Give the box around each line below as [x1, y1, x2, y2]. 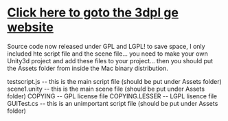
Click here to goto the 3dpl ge [7, 5, 179, 21]
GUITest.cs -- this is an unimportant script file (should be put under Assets [7, 99, 218, 107]
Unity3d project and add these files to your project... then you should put [7, 56, 214, 65]
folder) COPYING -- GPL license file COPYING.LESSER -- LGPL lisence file [7, 91, 218, 100]
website [7, 19, 54, 35]
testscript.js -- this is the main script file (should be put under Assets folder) [7, 77, 222, 85]
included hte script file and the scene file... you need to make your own [7, 49, 208, 58]
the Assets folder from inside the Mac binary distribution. [7, 64, 168, 72]
